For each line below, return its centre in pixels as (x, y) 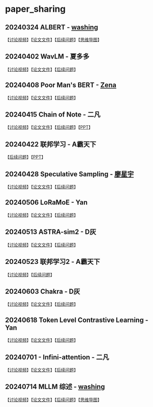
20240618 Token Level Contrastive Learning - (77, 320)
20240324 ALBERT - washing (51, 27)
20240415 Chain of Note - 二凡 (53, 115)
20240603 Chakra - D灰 (43, 291)
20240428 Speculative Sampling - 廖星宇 (69, 174)
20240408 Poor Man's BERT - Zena (61, 85)
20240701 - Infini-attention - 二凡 (57, 357)
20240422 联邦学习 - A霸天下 (51, 144)
